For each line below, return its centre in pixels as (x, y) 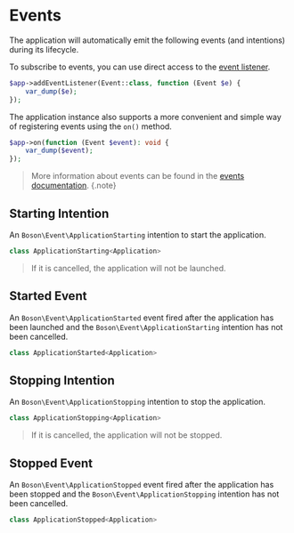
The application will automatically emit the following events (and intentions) (147, 40)
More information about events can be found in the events (138, 176)
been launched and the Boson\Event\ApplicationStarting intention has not (146, 327)
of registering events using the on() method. (90, 126)
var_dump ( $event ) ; (59, 151)
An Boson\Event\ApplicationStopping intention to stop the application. (137, 402)
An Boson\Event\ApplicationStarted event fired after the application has (142, 318)
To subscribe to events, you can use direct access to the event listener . (140, 67)
